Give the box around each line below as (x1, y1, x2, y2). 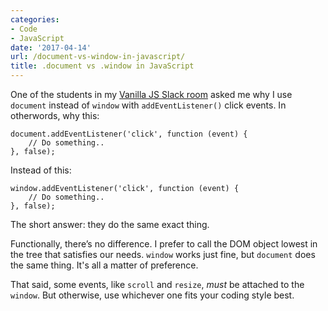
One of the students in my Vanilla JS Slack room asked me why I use (10, 89, 293, 100)
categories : (10, 14, 60, 25)
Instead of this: (10, 164, 72, 176)
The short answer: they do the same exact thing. (10, 219, 210, 230)
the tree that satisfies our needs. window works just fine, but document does (10, 249, 316, 260)
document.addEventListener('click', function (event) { (10, 129, 248, 139)
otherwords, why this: (10, 110, 100, 121)
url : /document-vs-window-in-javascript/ (10, 52, 186, 62)
